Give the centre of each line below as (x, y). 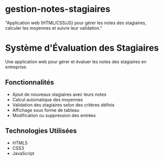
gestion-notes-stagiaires (58, 9)
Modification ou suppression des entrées (54, 115)
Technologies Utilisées (41, 131)
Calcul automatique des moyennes (47, 99)
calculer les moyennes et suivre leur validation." (54, 28)
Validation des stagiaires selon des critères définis (63, 105)
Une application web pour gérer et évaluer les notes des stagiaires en (76, 61)
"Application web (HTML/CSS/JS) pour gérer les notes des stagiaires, (76, 23)
